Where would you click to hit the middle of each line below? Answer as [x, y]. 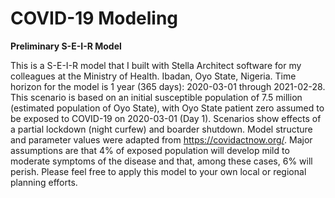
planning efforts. [44, 182]
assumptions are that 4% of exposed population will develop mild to [150, 150]
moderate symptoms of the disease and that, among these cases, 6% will [161, 161]
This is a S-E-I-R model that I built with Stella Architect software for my [156, 65]
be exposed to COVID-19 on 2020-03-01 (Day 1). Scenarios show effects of [166, 118]
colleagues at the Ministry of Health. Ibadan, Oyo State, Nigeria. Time [153, 76]
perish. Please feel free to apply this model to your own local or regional [158, 171]
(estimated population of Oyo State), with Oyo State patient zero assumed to [167, 108]
